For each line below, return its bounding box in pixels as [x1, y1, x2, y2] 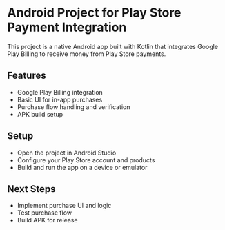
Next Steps [7, 183, 56, 195]
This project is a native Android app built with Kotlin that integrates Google [7, 42, 219, 50]
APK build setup [17, 110, 63, 118]
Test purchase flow [17, 209, 72, 217]
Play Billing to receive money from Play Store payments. [7, 50, 166, 58]
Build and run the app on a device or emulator [17, 163, 148, 171]
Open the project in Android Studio [17, 148, 117, 157]
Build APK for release [17, 216, 78, 224]
